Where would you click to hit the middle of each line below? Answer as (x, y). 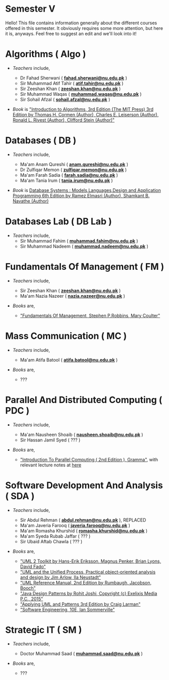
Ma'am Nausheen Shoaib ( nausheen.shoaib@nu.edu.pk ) (81, 434)
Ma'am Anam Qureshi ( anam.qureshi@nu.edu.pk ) (74, 164)
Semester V (30, 9)
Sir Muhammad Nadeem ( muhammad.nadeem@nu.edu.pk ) (84, 246)
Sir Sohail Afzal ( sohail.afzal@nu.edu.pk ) (65, 99)
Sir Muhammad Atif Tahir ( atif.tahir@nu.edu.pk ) (72, 83)
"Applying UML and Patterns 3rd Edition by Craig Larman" (80, 604)
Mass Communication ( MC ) (66, 336)
